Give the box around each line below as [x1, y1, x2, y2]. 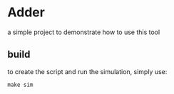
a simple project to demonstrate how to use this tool [7, 28, 160, 36]
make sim [7, 81, 34, 88]
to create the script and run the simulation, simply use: [7, 67, 168, 75]
